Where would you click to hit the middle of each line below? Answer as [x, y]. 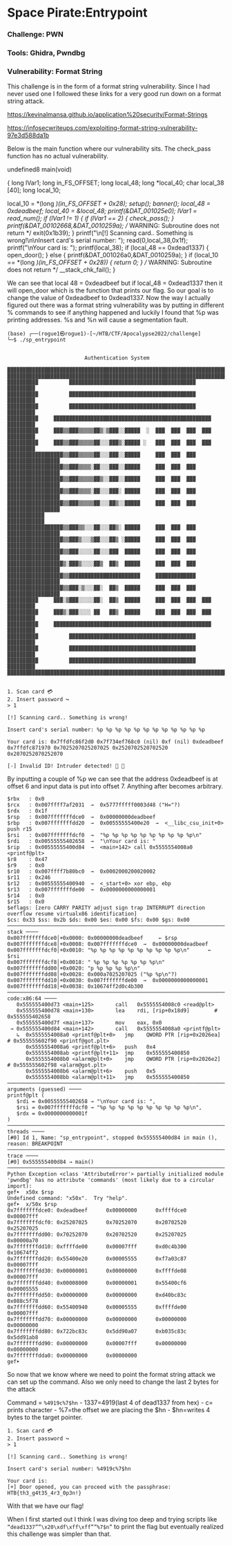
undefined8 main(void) [40, 169]
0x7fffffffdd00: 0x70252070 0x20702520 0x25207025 [97, 1235]
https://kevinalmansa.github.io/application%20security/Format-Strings [108, 115]
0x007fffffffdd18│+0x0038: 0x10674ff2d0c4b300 [75, 987]
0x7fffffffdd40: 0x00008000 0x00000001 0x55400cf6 [97, 1283]
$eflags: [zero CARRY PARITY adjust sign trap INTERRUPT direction [106, 908]
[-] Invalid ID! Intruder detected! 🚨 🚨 [66, 766]
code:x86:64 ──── [32, 999]
